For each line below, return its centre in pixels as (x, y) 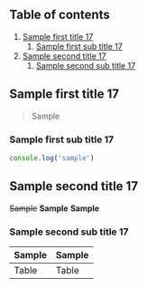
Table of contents (60, 15)
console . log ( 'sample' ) (52, 158)
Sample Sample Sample (55, 208)
